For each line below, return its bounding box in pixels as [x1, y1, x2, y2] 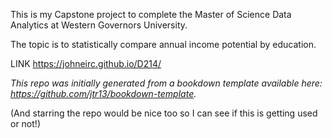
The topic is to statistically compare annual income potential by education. [10, 39, 317, 50]
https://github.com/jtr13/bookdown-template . [10, 88, 197, 99]
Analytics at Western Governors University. [10, 19, 188, 31]
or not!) [10, 118, 41, 129]
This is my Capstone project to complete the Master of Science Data [10, 9, 292, 20]
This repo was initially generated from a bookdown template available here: [10, 77, 323, 89]
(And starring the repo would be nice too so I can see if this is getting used [10, 107, 318, 119]
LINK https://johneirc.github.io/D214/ [10, 58, 162, 69]
